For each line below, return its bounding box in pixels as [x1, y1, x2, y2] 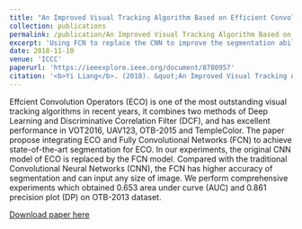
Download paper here [9, 208, 90, 220]
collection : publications [9, 22, 106, 31]
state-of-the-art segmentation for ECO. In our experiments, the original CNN [9, 144, 292, 154]
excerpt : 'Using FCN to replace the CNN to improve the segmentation [9, 38, 276, 48]
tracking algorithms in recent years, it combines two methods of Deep [9, 105, 268, 117]
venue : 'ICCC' [9, 55, 63, 64]
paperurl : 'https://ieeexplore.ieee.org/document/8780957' [9, 64, 235, 73]
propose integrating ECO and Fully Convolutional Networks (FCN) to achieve [9, 134, 292, 145]
